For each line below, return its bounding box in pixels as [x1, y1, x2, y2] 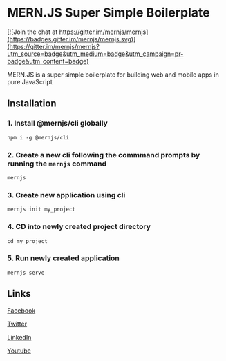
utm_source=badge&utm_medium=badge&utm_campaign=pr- [7, 50, 184, 58]
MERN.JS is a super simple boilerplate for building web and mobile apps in [7, 70, 219, 79]
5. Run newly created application [7, 253, 120, 263]
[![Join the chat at [7, 28, 58, 36]
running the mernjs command [7, 159, 107, 168]
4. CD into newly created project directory [7, 222, 151, 232]
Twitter [7, 320, 28, 328]
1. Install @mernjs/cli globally [7, 119, 109, 128]
